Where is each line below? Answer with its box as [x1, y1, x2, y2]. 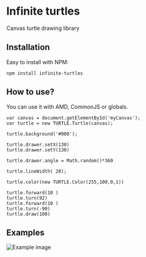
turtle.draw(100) [6, 211, 51, 217]
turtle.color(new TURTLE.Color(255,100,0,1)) [6, 179, 124, 185]
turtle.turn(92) [6, 195, 48, 201]
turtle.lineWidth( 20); [6, 168, 67, 175]
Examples [6, 227, 45, 237]
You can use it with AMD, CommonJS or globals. [6, 103, 128, 110]
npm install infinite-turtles [6, 70, 84, 76]
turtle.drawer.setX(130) [6, 142, 70, 148]
